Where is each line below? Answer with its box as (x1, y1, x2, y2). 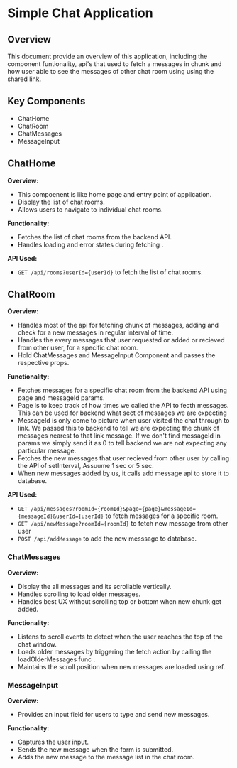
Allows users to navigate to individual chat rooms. (17, 205, 163, 214)
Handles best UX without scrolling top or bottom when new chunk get (17, 597, 222, 605)
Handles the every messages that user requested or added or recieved (17, 336, 225, 345)
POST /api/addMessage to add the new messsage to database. (17, 534, 197, 543)
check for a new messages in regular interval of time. (17, 328, 174, 337)
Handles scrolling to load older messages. (17, 590, 140, 598)
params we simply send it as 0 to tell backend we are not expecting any (17, 439, 227, 448)
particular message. (17, 446, 77, 455)
